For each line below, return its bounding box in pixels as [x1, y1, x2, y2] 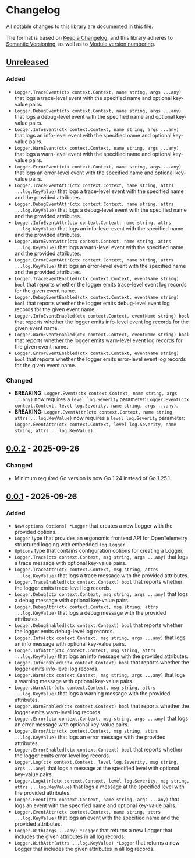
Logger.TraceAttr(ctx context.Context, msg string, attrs [14, 567, 158, 573]
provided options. [14, 529, 57, 536]
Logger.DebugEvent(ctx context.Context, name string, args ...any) [14, 108, 182, 114]
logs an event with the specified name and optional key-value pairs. [14, 802, 177, 809]
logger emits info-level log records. [14, 665, 99, 673]
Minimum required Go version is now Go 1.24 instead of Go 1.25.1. [14, 474, 172, 481]
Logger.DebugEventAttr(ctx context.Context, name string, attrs [14, 201, 174, 207]
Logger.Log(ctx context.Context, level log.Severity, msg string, [14, 760, 179, 766]
